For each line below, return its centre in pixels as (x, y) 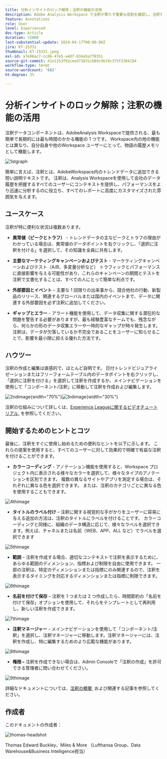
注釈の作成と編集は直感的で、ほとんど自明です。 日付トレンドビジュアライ (82, 368)
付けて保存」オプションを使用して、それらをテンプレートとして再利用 (84, 603)
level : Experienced (25, 28)
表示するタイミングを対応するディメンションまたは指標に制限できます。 (86, 576)
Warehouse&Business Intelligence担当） (46, 752)
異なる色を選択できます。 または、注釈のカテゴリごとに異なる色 (95, 485)
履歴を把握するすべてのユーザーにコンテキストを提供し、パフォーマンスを (81, 184)
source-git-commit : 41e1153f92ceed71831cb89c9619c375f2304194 (71, 61)
